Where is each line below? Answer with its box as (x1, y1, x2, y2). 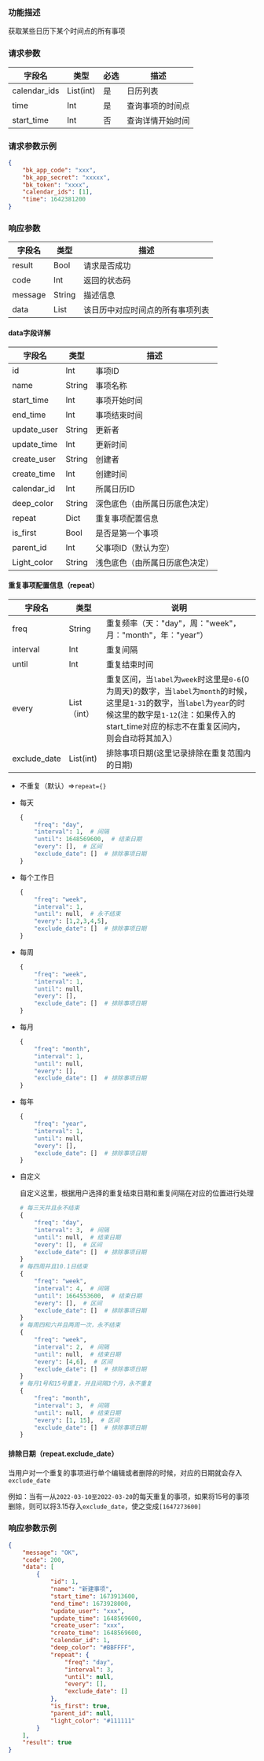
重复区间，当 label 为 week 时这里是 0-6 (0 (105, 674, 250, 685)
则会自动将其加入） (105, 733, 178, 744)
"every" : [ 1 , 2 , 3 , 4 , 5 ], (34, 917, 108, 925)
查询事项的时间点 (126, 100, 190, 111)
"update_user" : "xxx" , (49, 1607, 125, 1615)
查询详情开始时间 (126, 115, 190, 126)
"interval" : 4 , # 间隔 (34, 1284, 110, 1292)
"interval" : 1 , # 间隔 (34, 828, 110, 836)
